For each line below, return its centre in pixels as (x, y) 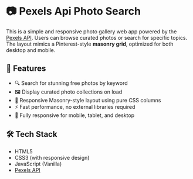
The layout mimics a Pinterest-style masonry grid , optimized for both (90, 44)
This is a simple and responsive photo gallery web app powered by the (92, 31)
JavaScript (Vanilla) (38, 164)
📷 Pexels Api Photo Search (73, 11)
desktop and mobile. (31, 50)
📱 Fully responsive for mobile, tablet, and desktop (75, 115)
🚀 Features (26, 69)
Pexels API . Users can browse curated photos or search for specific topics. (97, 37)
